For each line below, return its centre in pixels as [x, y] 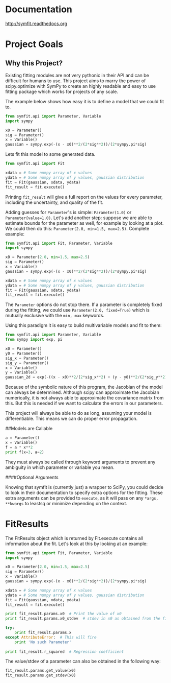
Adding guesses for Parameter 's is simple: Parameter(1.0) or [68, 212]
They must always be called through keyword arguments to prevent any [80, 462]
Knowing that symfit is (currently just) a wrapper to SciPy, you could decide [84, 487]
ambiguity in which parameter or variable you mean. [60, 467]
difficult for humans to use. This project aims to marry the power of [76, 81]
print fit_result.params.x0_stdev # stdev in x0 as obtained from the [83, 619]
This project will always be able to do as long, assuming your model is [78, 413]
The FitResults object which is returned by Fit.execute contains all [74, 538]
